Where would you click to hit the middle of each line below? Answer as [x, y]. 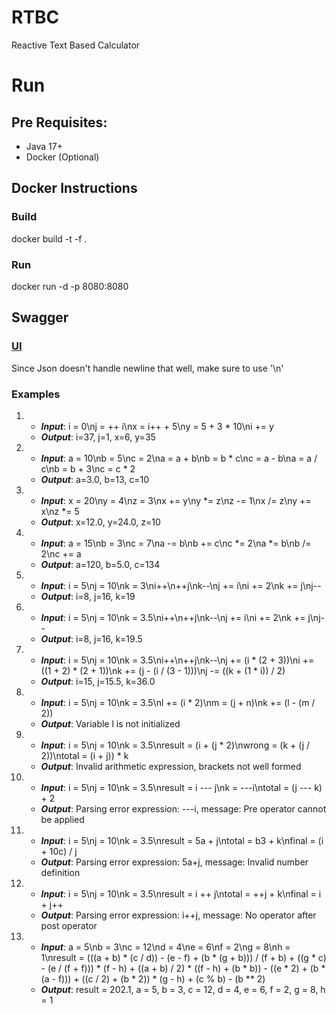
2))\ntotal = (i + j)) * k [84, 755]
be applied [62, 819]
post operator [69, 925]
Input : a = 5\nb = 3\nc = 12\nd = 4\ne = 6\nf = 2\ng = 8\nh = [165, 947]
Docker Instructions [74, 188]
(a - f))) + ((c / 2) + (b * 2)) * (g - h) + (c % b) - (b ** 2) [153, 978]
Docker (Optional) [62, 157]
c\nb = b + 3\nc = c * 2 [88, 468]
